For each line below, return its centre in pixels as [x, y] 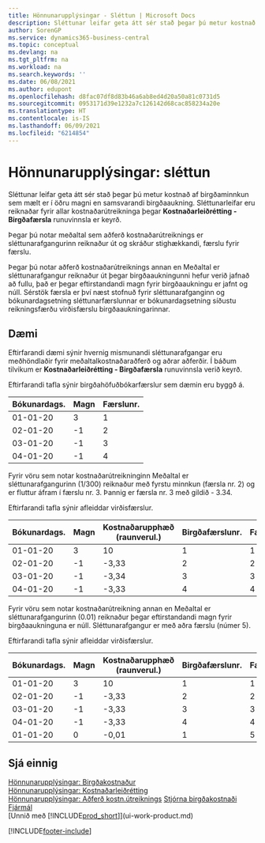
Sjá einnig [33, 763]
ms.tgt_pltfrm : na [38, 60]
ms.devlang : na [33, 52]
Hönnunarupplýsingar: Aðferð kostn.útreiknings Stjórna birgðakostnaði [123, 799]
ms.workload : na [35, 67]
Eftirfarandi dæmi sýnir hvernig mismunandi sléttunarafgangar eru [115, 353]
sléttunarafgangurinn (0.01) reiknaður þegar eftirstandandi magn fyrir [120, 617]
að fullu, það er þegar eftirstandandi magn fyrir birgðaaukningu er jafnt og [128, 284]
